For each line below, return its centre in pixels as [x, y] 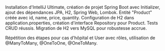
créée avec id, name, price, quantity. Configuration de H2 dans [70, 18]
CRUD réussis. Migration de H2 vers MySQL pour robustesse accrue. [76, 28]
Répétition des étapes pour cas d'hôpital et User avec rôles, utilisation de [80, 38]
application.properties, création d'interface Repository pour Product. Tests [82, 23]
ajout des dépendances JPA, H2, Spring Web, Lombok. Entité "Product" [79, 12]
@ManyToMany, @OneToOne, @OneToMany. [52, 43]
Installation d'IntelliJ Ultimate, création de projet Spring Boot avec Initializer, [83, 7]
